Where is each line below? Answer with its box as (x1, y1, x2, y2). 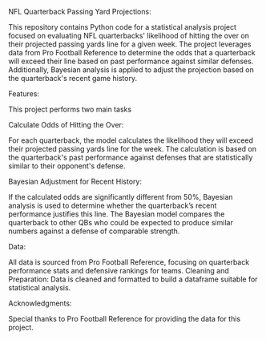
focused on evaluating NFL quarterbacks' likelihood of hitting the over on (8, 31, 250, 40)
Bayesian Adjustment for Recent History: (8, 176, 143, 186)
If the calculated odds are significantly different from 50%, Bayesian (8, 192, 234, 201)
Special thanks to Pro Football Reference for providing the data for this (8, 314, 241, 323)
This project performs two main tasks (8, 104, 132, 114)
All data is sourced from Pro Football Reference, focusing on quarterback (8, 257, 250, 267)
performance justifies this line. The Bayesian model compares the (8, 209, 225, 219)
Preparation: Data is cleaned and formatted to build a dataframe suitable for (8, 274, 258, 284)
